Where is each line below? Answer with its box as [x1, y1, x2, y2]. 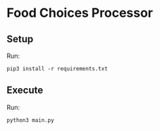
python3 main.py [6, 116, 54, 124]
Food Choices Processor [6, 5, 153, 21]
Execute [6, 85, 44, 96]
